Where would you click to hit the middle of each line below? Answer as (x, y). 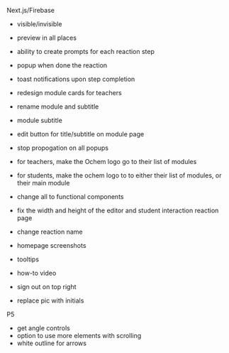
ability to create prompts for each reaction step (86, 51)
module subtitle (40, 120)
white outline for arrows (51, 343)
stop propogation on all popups (63, 148)
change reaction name (50, 232)
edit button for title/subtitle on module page (80, 134)
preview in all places (47, 38)
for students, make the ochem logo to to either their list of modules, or (119, 175)
